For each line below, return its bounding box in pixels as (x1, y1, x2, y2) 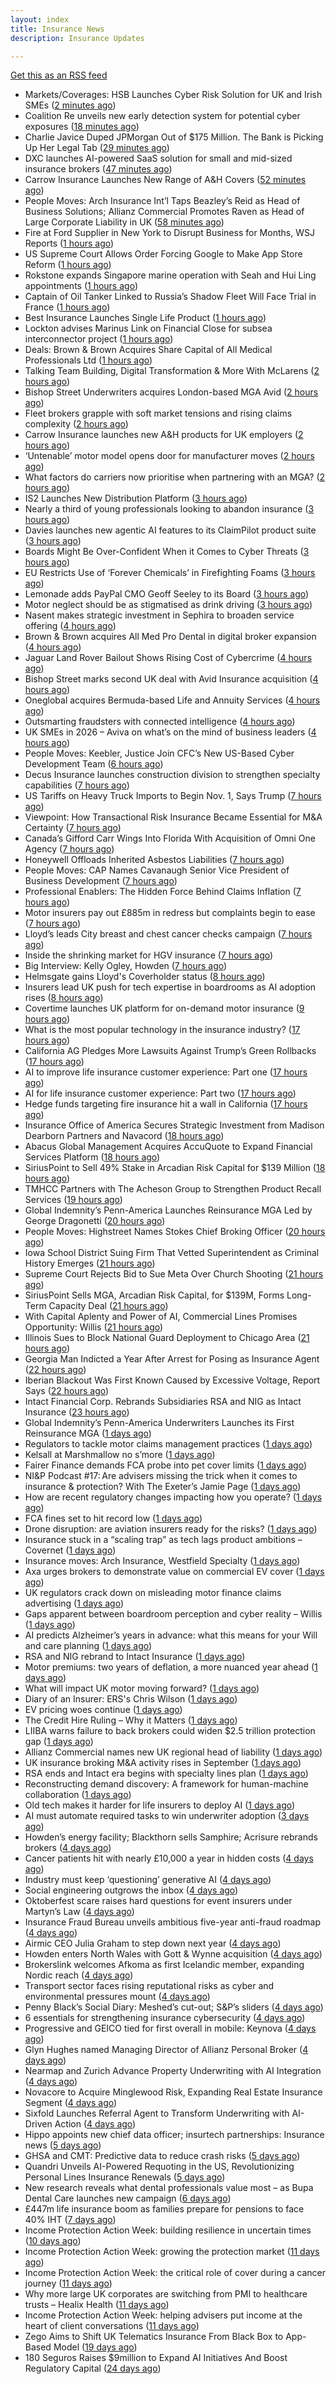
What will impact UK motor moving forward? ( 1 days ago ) (24, 1682, 260, 1695)
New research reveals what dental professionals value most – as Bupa (24, 2182, 314, 2194)
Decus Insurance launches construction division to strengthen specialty (24, 769, 321, 781)
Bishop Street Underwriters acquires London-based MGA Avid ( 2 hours (24, 386, 319, 398)
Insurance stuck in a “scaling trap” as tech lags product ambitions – (24, 1534, 303, 1546)
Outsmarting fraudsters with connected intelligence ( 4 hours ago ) (24, 716, 296, 728)
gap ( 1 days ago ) (24, 1736, 94, 1748)
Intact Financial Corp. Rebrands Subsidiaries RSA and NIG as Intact (24, 1396, 302, 1408)
